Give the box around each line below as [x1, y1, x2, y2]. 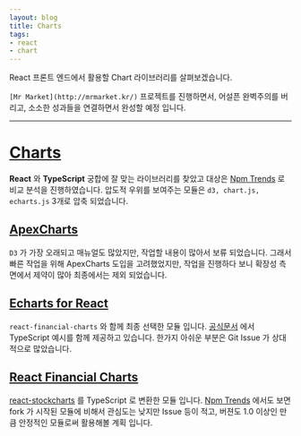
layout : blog [9, 13, 58, 22]
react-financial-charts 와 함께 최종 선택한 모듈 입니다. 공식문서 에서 [9, 321, 255, 331]
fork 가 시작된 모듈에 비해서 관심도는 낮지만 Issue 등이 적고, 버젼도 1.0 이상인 [9, 406, 278, 416]
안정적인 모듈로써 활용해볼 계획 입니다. [18, 417, 153, 428]
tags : [9, 30, 30, 38]
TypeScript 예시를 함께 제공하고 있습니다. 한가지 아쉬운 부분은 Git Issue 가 [9, 332, 271, 343]
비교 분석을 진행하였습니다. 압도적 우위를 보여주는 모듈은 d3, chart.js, [9, 184, 260, 195]
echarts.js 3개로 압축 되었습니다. [9, 196, 129, 207]
